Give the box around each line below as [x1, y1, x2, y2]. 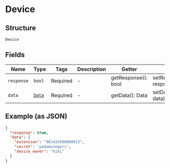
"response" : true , [10, 130, 49, 135]
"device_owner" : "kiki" [14, 149, 65, 154]
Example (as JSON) [5, 112, 67, 121]
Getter [121, 66, 138, 73]
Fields [5, 50, 25, 59]
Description [77, 66, 106, 73]
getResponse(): [111, 74, 148, 81]
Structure [5, 24, 36, 32]
